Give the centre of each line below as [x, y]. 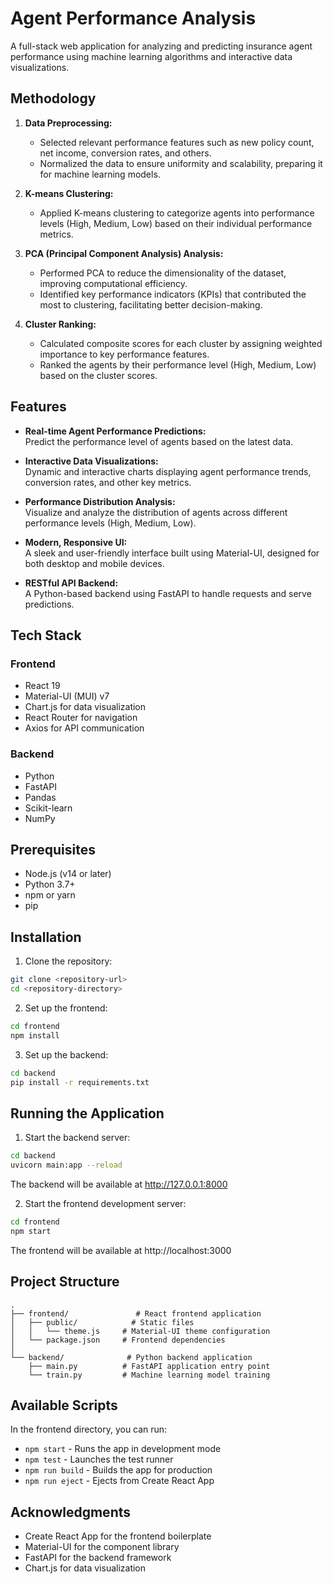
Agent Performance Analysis [133, 18]
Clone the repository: [68, 961]
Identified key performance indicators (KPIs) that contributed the [173, 294]
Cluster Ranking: [60, 324]
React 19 [42, 686]
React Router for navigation [81, 718]
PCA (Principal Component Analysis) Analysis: [124, 253]
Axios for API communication [84, 728]
